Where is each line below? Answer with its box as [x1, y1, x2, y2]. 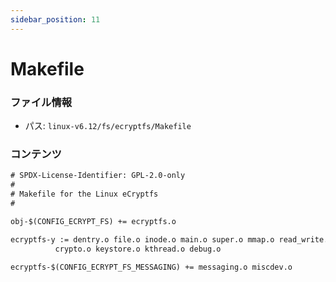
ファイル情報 [10, 95, 73, 109]
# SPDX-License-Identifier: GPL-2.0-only [10, 171, 186, 181]
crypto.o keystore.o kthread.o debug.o [54, 244, 222, 254]
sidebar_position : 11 [10, 14, 101, 25]
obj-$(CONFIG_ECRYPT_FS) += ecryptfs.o [10, 216, 177, 226]
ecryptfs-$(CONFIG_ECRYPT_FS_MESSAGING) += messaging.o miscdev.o [10, 262, 293, 272]
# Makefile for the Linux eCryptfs [10, 189, 159, 200]
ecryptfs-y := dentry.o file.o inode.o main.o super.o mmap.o [10, 234, 275, 245]
